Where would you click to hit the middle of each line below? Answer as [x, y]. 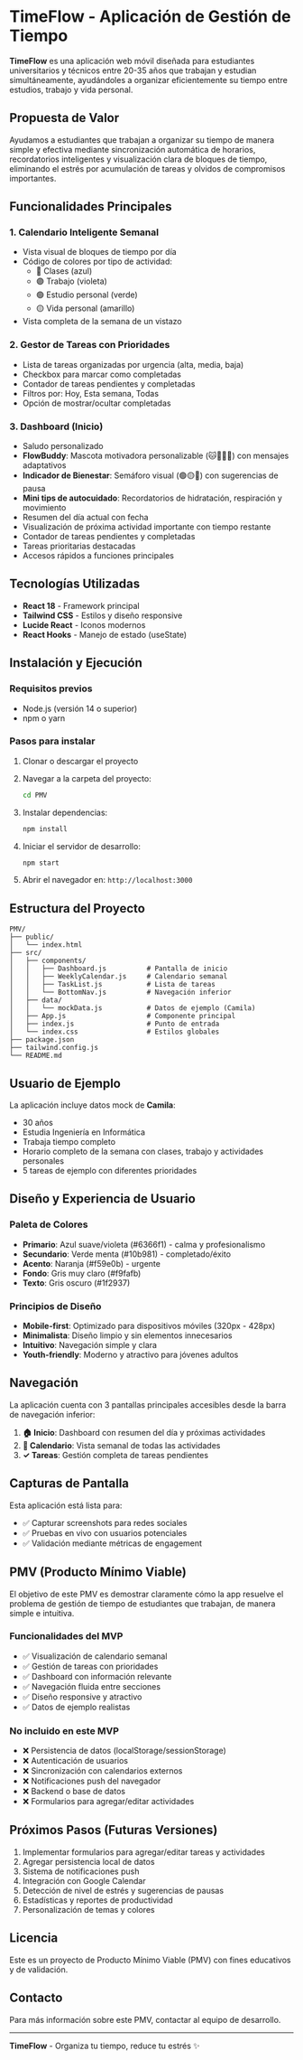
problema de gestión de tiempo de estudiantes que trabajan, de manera [142, 1603]
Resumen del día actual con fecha [85, 518]
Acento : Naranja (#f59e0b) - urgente [91, 1263]
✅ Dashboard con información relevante [97, 1676]
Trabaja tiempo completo [69, 1142]
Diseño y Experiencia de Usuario [102, 1199]
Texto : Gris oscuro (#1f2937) [76, 1283]
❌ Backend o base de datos [74, 1792]
